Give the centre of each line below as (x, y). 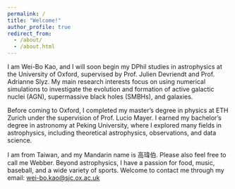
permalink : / (26, 14)
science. (20, 140)
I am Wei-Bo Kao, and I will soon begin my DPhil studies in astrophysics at (115, 67)
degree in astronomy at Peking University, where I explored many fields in (115, 125)
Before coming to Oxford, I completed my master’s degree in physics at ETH (118, 110)
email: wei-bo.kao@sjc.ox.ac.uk (54, 178)
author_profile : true (39, 27)
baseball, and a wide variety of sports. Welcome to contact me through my (116, 170)
